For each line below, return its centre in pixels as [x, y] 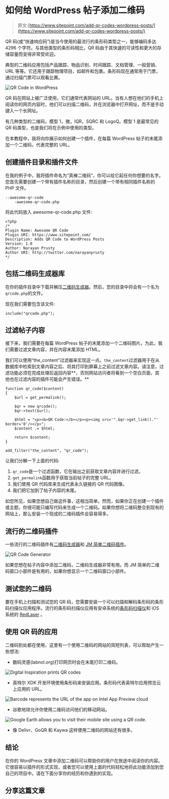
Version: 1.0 [19, 244]
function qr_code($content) [35, 389]
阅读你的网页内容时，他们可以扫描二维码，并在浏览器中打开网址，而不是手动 [84, 104]
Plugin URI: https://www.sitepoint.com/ [48, 235]
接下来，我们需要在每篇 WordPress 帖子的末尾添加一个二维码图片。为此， [82, 343]
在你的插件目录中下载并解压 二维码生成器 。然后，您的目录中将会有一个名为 [82, 287]
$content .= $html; [35, 429]
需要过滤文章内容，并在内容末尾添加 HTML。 [56, 350]
